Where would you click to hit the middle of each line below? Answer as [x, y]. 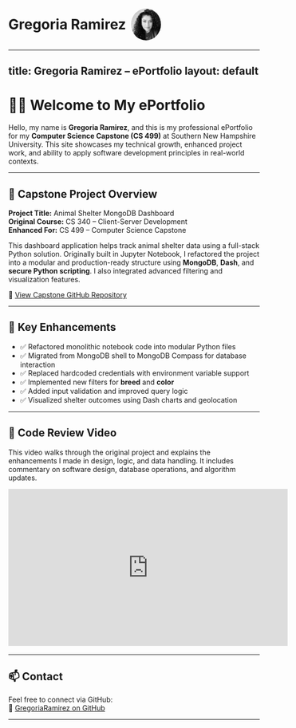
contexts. [24, 161]
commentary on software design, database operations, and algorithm [122, 469]
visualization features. [45, 279]
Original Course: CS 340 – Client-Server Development [98, 221]
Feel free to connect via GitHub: [61, 700]
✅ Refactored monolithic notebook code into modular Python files [128, 346]
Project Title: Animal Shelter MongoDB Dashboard [91, 213]
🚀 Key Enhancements [62, 327]
